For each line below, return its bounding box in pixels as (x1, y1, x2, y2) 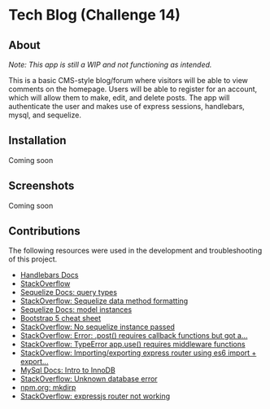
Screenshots (8, 179, 75, 193)
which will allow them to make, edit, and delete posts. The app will (8, 93, 230, 103)
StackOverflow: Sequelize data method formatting (20, 296, 189, 306)
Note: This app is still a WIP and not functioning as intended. (8, 59, 212, 69)
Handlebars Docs (20, 270, 79, 280)
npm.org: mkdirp (20, 383, 76, 393)
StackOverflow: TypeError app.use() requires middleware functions (20, 340, 246, 350)
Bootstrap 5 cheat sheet (20, 314, 102, 323)
